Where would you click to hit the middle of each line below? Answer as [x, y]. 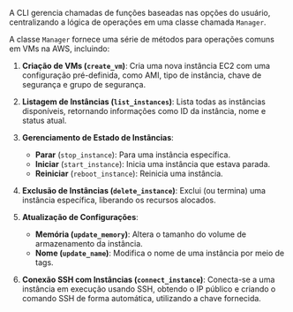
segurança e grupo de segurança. [84, 84]
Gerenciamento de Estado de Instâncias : [98, 137]
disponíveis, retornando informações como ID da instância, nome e [144, 111]
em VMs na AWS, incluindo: [60, 49]
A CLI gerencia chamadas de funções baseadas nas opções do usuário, [140, 13]
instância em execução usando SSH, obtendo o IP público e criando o [149, 289]
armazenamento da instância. [89, 244]
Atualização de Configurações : [80, 217]
